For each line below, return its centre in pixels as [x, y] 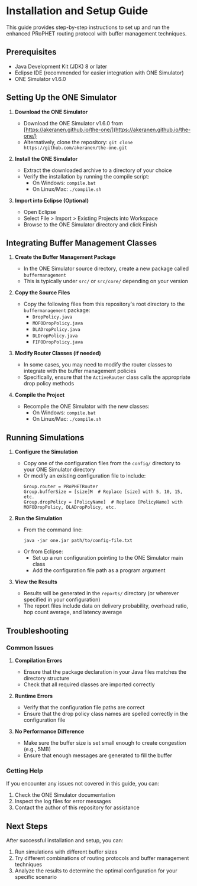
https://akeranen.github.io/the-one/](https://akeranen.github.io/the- [108, 129]
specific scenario [36, 877]
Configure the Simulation [46, 452]
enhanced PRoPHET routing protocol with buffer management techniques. [96, 33]
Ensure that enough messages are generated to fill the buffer [98, 755]
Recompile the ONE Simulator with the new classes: [86, 407]
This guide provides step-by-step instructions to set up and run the [88, 27]
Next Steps [27, 826]
